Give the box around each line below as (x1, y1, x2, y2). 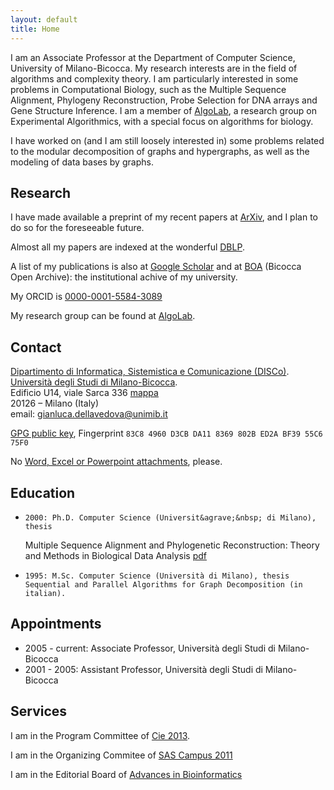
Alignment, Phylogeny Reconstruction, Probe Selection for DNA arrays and (10, 94, 318, 106)
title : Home (10, 24, 60, 34)
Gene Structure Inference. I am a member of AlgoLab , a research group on (10, 104, 317, 116)
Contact (10, 339, 62, 356)
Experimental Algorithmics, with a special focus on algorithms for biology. (10, 115, 314, 127)
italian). (24, 588, 67, 598)
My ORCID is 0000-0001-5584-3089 (10, 291, 163, 303)
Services (10, 703, 68, 720)
